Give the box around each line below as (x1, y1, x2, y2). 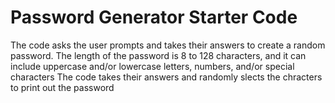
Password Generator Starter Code (10, 6, 298, 29)
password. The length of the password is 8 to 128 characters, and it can (10, 49, 307, 61)
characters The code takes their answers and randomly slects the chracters (10, 71, 323, 83)
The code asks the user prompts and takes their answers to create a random (10, 39, 326, 51)
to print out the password (10, 81, 115, 93)
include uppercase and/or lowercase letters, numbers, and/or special (10, 60, 295, 72)
